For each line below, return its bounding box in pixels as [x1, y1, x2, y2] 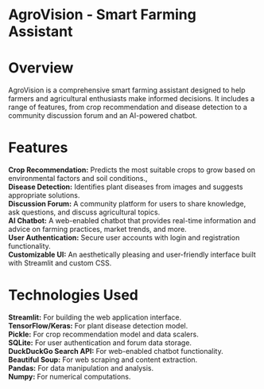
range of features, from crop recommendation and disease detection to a [8, 102, 248, 112]
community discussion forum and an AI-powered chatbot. [8, 111, 197, 120]
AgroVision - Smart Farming [8, 6, 196, 24]
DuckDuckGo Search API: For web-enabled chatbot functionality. [8, 347, 224, 356]
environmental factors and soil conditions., [8, 174, 148, 183]
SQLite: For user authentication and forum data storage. [8, 338, 192, 348]
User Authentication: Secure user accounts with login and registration [8, 233, 240, 242]
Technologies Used [8, 286, 139, 305]
